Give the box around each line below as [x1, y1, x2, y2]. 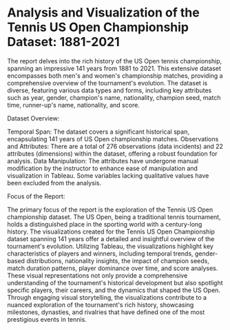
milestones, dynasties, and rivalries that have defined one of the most [7, 308, 205, 316]
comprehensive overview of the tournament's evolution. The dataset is [7, 79, 208, 87]
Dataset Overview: [7, 114, 60, 122]
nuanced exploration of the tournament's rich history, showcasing [7, 300, 194, 309]
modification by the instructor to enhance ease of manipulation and [7, 164, 198, 172]
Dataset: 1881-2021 [7, 34, 121, 50]
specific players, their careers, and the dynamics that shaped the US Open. [7, 286, 220, 294]
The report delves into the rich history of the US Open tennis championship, [7, 56, 222, 65]
